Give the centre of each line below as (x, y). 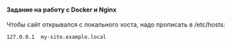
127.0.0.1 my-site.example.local (57, 37)
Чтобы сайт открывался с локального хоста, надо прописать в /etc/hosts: (116, 25)
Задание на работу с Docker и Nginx (61, 10)
